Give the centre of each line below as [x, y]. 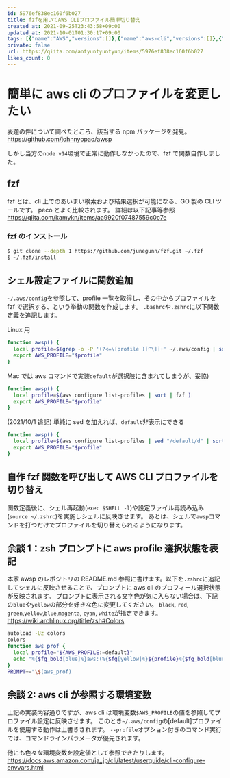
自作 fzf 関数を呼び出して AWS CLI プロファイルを [113, 477]
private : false [29, 45]
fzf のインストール [37, 236]
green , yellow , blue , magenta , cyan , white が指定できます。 [85, 613]
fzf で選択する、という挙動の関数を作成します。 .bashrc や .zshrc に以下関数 [113, 307]
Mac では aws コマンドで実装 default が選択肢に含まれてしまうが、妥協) [108, 376]
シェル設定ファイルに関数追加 [70, 280]
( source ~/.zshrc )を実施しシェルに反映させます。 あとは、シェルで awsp [108, 516]
